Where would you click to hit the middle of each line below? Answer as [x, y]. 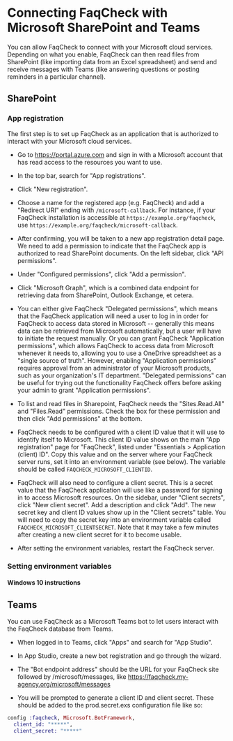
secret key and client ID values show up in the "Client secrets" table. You [121, 512]
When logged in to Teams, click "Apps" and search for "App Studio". [115, 642]
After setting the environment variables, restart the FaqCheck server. [115, 548]
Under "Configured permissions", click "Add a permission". [102, 274]
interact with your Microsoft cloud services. [70, 141]
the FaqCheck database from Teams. [60, 629]
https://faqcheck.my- [158, 676]
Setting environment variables [59, 566]
